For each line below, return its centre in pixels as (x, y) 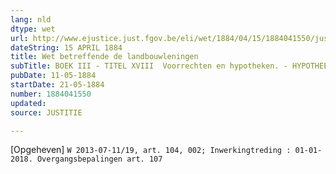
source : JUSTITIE (46, 112)
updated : (28, 103)
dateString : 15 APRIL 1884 (66, 47)
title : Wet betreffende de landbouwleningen (104, 57)
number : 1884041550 (51, 94)
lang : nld (31, 19)
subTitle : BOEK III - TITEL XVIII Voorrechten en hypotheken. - (149, 66)
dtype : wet (33, 29)
